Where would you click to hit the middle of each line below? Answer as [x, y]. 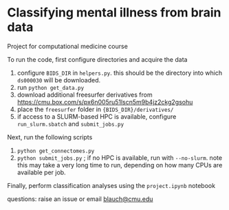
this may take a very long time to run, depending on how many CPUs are [120, 165]
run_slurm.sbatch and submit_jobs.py [70, 124]
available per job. [42, 172]
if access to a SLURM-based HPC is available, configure [97, 116]
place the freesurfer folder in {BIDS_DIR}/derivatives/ [95, 109]
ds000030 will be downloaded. [59, 80]
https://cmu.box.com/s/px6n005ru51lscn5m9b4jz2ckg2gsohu [105, 102]
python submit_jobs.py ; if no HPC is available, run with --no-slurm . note [119, 157]
